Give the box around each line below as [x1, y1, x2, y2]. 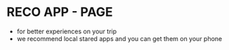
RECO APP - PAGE [6, 4, 113, 20]
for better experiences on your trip [16, 27, 117, 35]
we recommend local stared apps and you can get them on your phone [16, 34, 223, 42]
